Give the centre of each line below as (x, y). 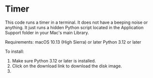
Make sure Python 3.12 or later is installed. (54, 61)
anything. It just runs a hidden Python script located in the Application (74, 27)
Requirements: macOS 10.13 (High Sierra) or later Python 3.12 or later (73, 42)
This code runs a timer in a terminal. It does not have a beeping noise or (76, 22)
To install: (14, 51)
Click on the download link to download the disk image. (67, 66)
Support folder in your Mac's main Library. (47, 32)
